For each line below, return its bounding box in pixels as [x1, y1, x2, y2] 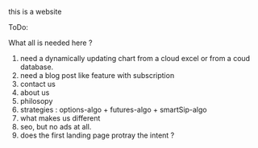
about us [19, 88, 50, 97]
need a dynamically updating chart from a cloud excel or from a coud [19, 54, 251, 63]
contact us [19, 80, 56, 88]
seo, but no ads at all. [19, 122, 92, 131]
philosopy [19, 97, 53, 105]
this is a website [8, 7, 62, 16]
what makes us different [19, 113, 101, 123]
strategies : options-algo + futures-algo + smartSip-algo [19, 105, 207, 114]
